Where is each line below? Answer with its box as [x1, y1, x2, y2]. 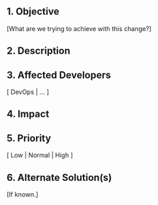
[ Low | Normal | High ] [6, 151, 74, 160]
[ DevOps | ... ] [6, 88, 50, 96]
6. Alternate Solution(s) [6, 171, 113, 183]
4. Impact [6, 108, 50, 120]
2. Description [6, 45, 71, 57]
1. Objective [6, 6, 60, 18]
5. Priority [6, 132, 51, 144]
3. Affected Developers [6, 69, 111, 81]
